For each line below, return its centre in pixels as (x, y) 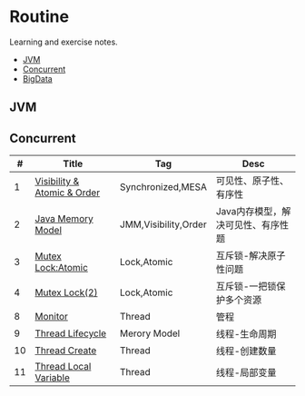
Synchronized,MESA (163, 187)
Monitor (51, 317)
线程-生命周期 (246, 334)
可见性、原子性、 (252, 181)
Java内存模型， (249, 212)
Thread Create (66, 351)
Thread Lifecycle (71, 333)
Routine (39, 17)
